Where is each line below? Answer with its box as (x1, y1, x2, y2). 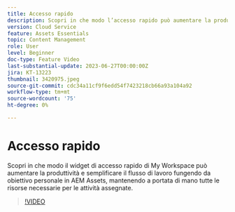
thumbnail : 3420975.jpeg (7, 75, 80, 83)
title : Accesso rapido (7, 10, 73, 18)
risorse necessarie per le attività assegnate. (7, 183, 134, 192)
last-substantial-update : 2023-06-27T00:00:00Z (7, 62, 149, 69)
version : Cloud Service (7, 23, 77, 30)
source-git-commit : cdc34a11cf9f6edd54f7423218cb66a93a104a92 (7, 82, 192, 89)
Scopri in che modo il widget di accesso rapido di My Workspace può (7, 161, 208, 169)
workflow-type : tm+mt (7, 88, 71, 95)
